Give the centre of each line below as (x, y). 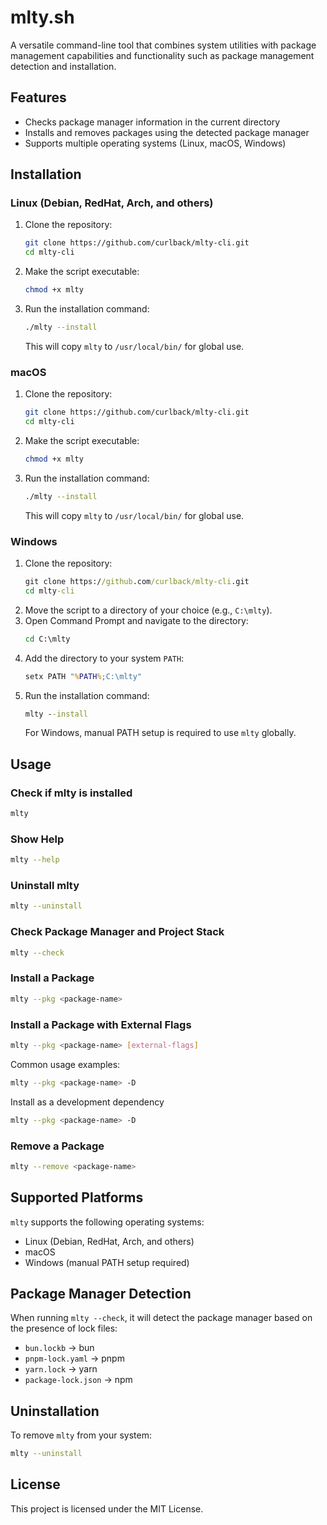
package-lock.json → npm (78, 1380)
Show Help (37, 839)
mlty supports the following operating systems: (107, 1222)
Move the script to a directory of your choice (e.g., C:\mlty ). (148, 610)
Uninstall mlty (45, 886)
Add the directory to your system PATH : (104, 658)
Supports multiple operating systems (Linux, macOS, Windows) (155, 143)
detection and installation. (63, 66)
